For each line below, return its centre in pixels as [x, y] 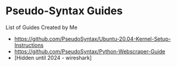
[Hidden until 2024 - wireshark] [53, 58]
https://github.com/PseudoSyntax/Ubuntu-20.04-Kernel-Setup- [92, 39]
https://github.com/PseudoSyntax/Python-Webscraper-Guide [90, 51]
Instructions [29, 45]
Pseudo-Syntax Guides [64, 11]
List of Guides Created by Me [42, 27]
